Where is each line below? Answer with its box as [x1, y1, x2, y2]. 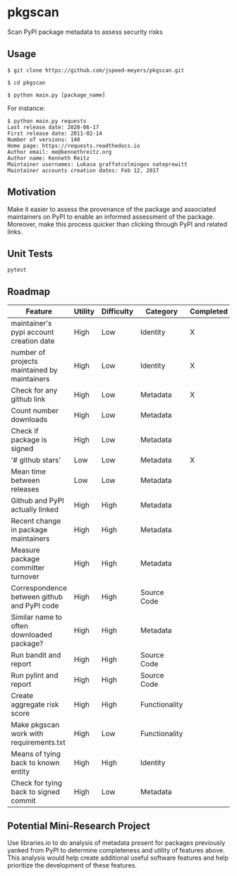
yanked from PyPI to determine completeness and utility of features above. [7, 846, 225, 854]
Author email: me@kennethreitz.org [7, 148, 112, 155]
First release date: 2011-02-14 [7, 130, 102, 137]
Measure [11, 545, 40, 555]
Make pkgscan [11, 720, 60, 730]
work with [11, 728, 44, 738]
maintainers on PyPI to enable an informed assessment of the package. [7, 212, 215, 221]
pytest [7, 266, 27, 274]
